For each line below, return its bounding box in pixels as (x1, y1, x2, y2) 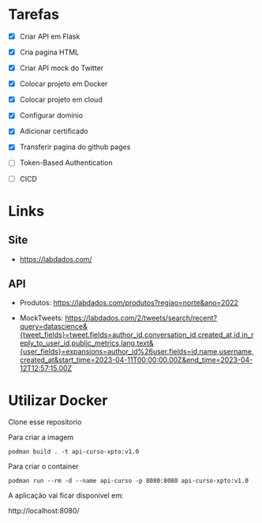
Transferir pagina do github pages (19, 142, 131, 151)
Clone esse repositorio (8, 417, 82, 427)
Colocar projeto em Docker (19, 79, 108, 88)
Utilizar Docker (8, 391, 108, 409)
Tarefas (8, 6, 59, 24)
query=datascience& (19, 322, 88, 331)
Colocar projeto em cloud (19, 95, 103, 104)
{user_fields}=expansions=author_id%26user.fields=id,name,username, (19, 347, 254, 357)
